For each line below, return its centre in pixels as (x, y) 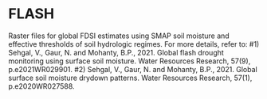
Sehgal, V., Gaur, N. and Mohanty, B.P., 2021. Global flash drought (116, 52)
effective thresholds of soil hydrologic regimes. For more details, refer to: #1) (134, 44)
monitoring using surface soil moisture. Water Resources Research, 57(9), (130, 61)
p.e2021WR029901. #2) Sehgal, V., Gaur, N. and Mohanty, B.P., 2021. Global (133, 69)
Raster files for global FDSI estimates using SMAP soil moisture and (119, 36)
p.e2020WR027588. (41, 86)
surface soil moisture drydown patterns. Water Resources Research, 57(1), (130, 78)
